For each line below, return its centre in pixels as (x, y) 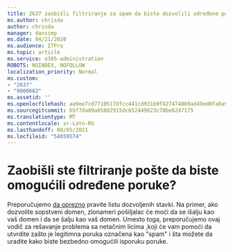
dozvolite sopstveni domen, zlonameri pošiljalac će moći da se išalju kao (111, 212)
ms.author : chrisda (35, 20)
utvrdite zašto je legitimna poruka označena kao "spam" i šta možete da (110, 234)
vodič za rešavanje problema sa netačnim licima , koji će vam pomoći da (110, 227)
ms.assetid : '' (29, 98)
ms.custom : (23, 78)
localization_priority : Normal (52, 72)
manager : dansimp (32, 33)
